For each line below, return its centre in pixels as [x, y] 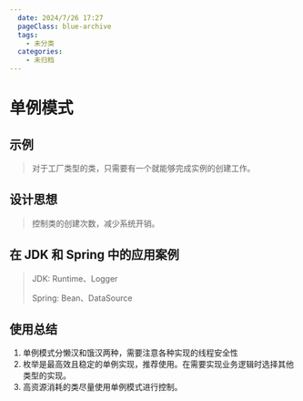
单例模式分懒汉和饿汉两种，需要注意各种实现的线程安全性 [130, 353]
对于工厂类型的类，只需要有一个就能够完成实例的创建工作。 [143, 168]
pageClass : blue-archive [65, 26]
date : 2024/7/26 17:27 [61, 18]
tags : [28, 35]
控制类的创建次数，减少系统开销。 [96, 223]
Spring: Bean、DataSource [82, 298]
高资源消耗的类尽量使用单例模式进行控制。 [102, 387]
